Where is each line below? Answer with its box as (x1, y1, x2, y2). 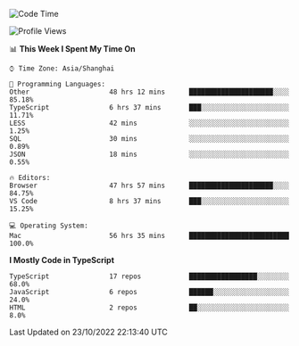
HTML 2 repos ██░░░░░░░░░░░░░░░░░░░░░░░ (9, 303, 290, 312)
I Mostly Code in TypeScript (9, 255, 114, 265)
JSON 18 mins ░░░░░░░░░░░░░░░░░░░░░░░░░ (9, 150, 290, 159)
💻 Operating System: (9, 221, 89, 230)
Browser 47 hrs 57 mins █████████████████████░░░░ (9, 181, 290, 190)
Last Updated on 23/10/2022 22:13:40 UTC (9, 326, 168, 337)
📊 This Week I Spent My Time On (9, 44, 136, 54)
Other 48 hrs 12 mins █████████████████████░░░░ (9, 87, 290, 96)
